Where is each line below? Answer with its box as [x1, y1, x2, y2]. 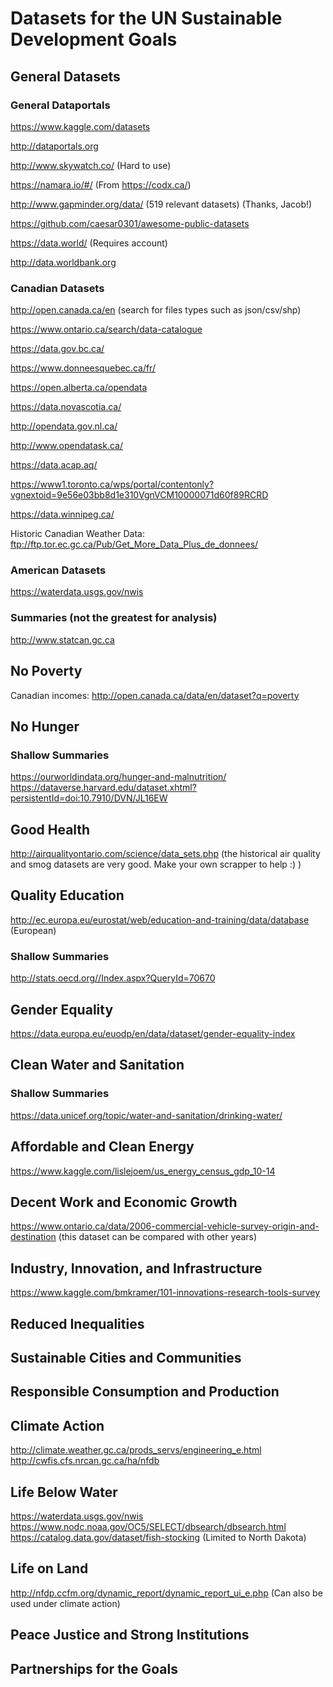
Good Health [10, 821, 91, 838]
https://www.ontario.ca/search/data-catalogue [10, 323, 203, 336]
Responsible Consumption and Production [10, 1383, 280, 1401]
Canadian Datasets [10, 281, 105, 295]
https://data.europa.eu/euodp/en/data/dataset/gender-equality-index [10, 1028, 296, 1039]
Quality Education [10, 887, 125, 904]
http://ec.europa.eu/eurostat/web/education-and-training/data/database [10, 913, 310, 926]
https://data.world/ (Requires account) [10, 237, 168, 249]
